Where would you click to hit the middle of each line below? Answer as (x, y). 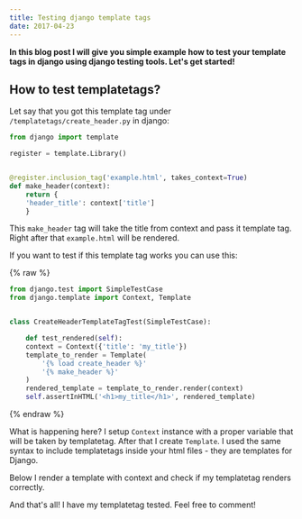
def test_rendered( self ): (74, 339)
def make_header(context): (60, 186)
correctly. (27, 487)
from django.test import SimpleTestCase (87, 289)
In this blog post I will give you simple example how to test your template (148, 51)
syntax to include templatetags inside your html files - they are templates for (151, 451)
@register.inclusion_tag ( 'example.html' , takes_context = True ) (128, 178)
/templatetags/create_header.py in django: (89, 121)
